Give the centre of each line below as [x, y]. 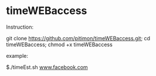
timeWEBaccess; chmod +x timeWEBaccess [59, 44]
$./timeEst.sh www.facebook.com [47, 67]
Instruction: [20, 27]
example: [17, 56]
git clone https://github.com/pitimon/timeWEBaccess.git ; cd [78, 38]
